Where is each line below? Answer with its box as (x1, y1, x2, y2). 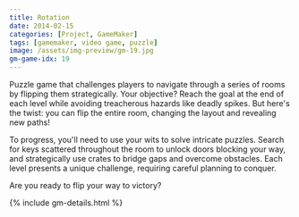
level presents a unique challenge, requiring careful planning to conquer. (9, 163, 277, 173)
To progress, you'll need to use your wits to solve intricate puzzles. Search (9, 135, 285, 145)
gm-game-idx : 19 (9, 54, 70, 63)
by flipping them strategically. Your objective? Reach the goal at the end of (9, 88, 285, 99)
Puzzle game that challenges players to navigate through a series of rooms (9, 79, 286, 89)
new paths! (9, 117, 51, 128)
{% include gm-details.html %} (9, 197, 124, 208)
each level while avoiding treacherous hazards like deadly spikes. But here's (9, 98, 291, 108)
